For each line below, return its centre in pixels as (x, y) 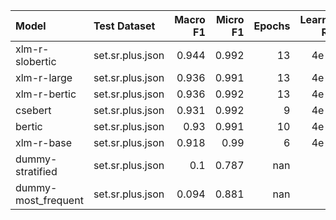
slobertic (36, 61)
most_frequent (49, 200)
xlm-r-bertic (46, 94)
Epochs (272, 26)
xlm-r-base (44, 142)
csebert (33, 110)
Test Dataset (124, 26)
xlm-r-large (44, 77)
